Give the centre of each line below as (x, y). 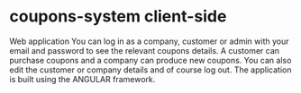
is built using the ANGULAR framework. (82, 79)
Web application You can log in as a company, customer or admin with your (149, 41)
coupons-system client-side (118, 17)
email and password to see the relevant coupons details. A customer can (145, 50)
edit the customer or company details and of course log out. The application (150, 70)
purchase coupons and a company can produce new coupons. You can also (150, 60)
